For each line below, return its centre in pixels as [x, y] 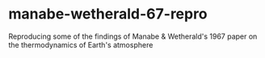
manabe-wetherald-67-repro [108, 14]
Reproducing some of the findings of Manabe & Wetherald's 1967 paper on [133, 36]
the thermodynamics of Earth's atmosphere [81, 44]
